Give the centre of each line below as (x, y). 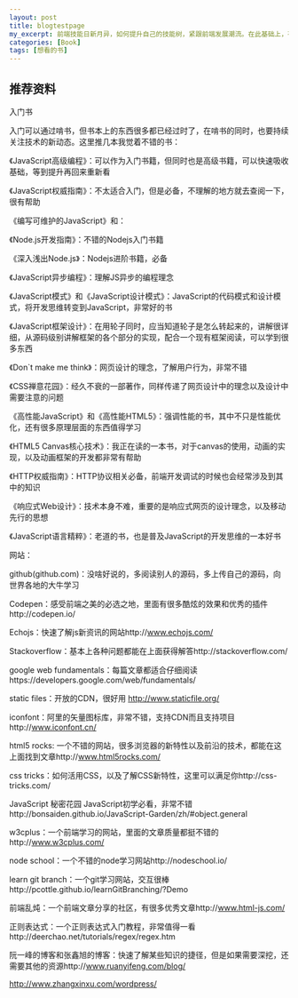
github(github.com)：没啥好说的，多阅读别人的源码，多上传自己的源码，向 (145, 573)
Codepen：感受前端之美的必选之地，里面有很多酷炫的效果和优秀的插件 (139, 603)
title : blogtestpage (47, 26)
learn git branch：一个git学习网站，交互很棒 (90, 879)
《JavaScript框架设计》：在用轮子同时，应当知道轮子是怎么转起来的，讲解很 (145, 326)
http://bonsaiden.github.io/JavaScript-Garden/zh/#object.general (129, 813)
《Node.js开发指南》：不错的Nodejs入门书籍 (86, 239)
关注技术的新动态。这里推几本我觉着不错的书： (94, 141)
